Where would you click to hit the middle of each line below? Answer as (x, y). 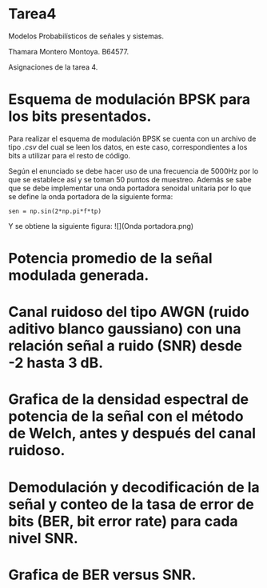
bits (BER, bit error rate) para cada (123, 521)
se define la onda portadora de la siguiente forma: (91, 196)
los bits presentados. (80, 116)
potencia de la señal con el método (126, 416)
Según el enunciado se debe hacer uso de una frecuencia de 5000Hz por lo (133, 171)
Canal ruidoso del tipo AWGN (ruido (129, 312)
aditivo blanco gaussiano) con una (125, 329)
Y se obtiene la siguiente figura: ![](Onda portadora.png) (101, 226)
